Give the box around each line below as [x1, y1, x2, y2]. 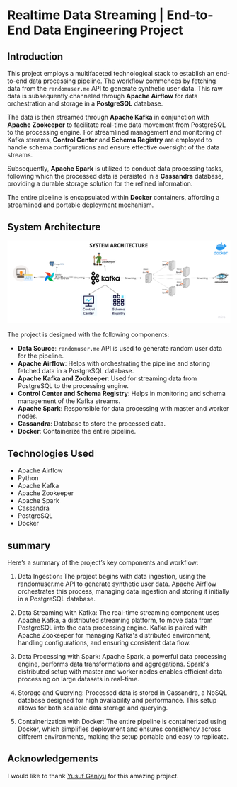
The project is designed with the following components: [7, 330, 170, 339]
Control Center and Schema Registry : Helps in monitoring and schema [17, 390, 226, 398]
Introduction [7, 50, 64, 62]
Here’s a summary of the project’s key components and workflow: [7, 558, 199, 567]
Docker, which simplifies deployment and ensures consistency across [17, 725, 221, 733]
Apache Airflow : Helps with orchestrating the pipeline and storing [17, 359, 211, 368]
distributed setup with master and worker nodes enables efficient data [17, 667, 223, 676]
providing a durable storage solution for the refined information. [7, 179, 193, 188]
